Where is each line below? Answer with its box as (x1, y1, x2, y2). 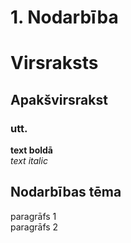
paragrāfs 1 (10, 210, 57, 222)
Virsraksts (10, 52, 99, 75)
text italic (10, 155, 48, 167)
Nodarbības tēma (10, 184, 122, 201)
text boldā (10, 144, 53, 156)
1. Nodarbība (10, 6, 119, 29)
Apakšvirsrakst (10, 91, 108, 108)
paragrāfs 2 (10, 221, 59, 233)
